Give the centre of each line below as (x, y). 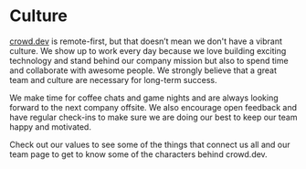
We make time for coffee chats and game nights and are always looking (144, 98)
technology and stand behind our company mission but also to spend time (149, 60)
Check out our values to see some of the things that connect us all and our (150, 144)
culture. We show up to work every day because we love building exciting (148, 50)
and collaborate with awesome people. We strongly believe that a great (143, 70)
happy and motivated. (50, 127)
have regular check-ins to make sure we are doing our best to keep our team (153, 117)
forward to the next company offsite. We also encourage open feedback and (153, 107)
